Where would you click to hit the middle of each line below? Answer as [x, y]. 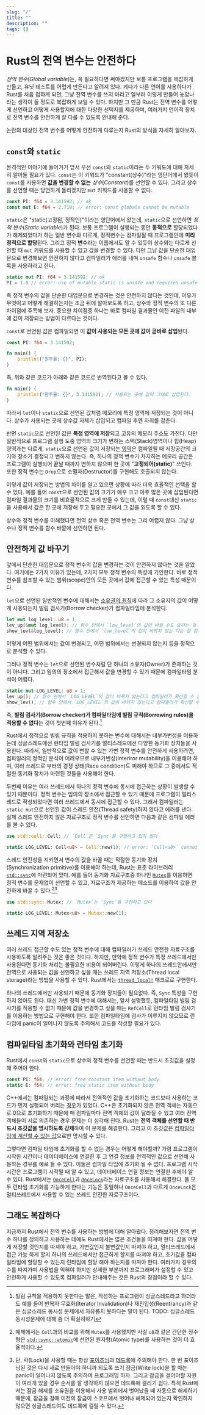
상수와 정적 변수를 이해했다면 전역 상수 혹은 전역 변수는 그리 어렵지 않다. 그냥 [97, 520]
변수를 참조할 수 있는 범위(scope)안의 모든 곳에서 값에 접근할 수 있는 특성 [93, 580]
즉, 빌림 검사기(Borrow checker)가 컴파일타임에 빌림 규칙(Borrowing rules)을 [100, 715]
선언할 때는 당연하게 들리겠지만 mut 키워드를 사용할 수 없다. [82, 190]
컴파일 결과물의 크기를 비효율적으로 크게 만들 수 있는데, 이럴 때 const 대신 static [102, 499]
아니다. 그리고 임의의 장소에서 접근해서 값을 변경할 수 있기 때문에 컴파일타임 [102, 672]
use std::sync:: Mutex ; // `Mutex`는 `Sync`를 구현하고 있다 [79, 902]
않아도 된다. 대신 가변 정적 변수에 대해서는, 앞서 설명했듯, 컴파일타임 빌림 [104, 1001]
